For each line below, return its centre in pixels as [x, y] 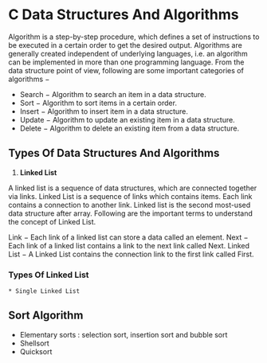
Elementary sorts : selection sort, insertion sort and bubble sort [124, 334]
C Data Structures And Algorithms [124, 15]
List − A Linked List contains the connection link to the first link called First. [131, 254]
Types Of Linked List [49, 275]
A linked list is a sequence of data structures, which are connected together [133, 188]
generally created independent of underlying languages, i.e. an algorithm [128, 53]
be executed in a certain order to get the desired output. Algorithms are [126, 45]
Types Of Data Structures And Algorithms [114, 153]
